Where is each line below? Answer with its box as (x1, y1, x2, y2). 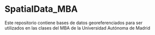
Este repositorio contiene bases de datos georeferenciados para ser (4, 20, 143, 26)
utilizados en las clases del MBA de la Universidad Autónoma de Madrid (4, 25, 151, 31)
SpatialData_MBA (4, 3, 78, 15)
